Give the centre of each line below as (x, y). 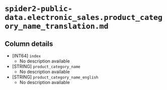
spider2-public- (38, 9)
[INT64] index (26, 56)
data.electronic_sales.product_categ (84, 18)
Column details (29, 44)
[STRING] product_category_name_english (55, 77)
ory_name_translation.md (57, 26)
